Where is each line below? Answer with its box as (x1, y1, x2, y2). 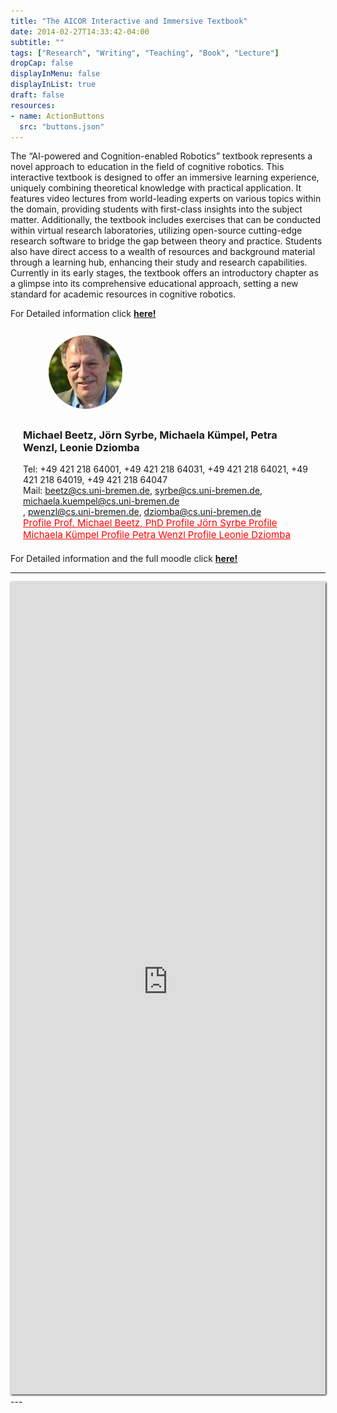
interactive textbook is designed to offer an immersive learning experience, (10, 171, 320, 184)
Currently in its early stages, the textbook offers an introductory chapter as (10, 267, 319, 279)
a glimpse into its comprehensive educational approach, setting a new (10, 278, 299, 290)
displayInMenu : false (10, 69, 101, 79)
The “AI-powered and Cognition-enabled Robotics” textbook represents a (10, 150, 313, 162)
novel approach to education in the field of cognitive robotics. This (10, 161, 285, 173)
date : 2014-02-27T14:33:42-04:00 (10, 26, 150, 37)
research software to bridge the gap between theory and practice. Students (10, 235, 323, 247)
